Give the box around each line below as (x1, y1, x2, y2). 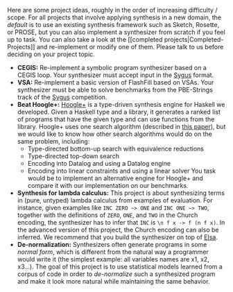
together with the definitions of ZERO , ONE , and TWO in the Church (17, 211, 198, 219)
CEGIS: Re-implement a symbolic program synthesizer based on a (17, 64, 207, 71)
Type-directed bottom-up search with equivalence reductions (27, 145, 205, 153)
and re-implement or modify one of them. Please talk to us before (36, 43, 224, 51)
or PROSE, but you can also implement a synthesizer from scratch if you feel (7, 28, 225, 36)
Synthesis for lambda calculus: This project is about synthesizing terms (17, 189, 225, 197)
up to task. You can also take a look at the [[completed (7, 35, 163, 44)
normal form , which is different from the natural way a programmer (17, 248, 209, 256)
